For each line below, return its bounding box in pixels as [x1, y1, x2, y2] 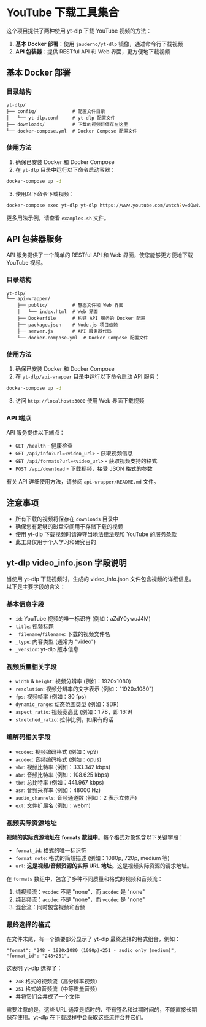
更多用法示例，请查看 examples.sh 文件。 [6, 214, 110, 222]
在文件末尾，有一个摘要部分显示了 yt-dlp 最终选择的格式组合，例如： [6, 936, 181, 943]
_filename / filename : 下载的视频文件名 [15, 630, 110, 638]
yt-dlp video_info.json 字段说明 [6, 558, 127, 568]
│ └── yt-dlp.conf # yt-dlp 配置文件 [6, 115, 115, 121]
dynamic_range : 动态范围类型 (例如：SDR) [15, 700, 120, 708]
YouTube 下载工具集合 [6, 6, 120, 20]
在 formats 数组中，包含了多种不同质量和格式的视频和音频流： [6, 875, 163, 883]
